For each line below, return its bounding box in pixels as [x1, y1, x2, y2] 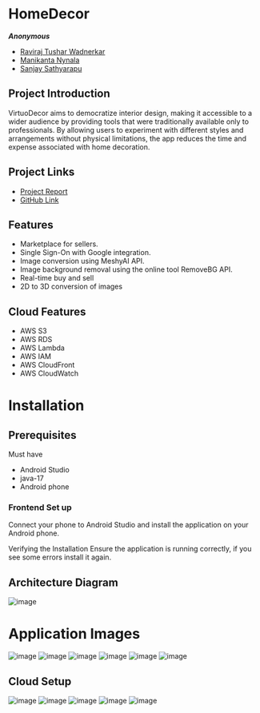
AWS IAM [19, 352, 52, 361]
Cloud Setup [8, 675, 72, 688]
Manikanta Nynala [19, 55, 80, 65]
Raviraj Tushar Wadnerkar [19, 46, 106, 56]
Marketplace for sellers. [19, 239, 98, 249]
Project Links [8, 165, 75, 179]
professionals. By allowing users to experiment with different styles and [8, 125, 244, 134]
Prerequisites [8, 428, 77, 442]
